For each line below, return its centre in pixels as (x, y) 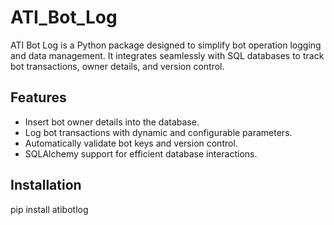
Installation (46, 185)
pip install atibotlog (49, 209)
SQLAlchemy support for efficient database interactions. (141, 153)
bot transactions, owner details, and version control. (117, 66)
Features (38, 97)
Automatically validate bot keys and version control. (131, 143)
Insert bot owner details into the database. (112, 122)
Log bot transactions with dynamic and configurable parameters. (158, 132)
